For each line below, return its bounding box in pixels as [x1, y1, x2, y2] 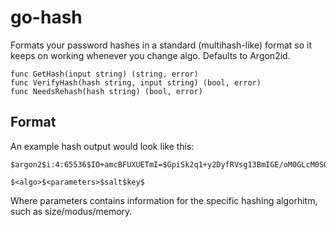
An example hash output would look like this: [10, 140, 195, 152]
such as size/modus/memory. [10, 205, 133, 217]
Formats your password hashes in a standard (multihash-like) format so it [10, 39, 312, 51]
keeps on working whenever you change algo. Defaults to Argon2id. [10, 49, 291, 61]
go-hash [10, 6, 83, 29]
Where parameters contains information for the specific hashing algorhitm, [10, 194, 318, 206]
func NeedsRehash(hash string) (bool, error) [10, 86, 203, 96]
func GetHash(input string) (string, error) [10, 69, 199, 79]
